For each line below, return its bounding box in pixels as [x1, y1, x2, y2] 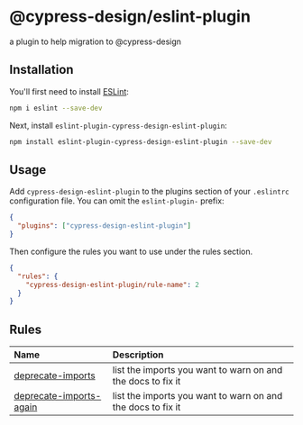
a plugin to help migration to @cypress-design [9, 36, 182, 47]
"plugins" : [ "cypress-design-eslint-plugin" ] [17, 222, 192, 231]
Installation [9, 62, 74, 77]
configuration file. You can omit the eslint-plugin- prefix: [9, 195, 225, 206]
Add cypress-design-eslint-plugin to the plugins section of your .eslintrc [9, 186, 290, 197]
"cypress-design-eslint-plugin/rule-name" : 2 [25, 280, 200, 289]
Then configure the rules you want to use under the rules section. [9, 246, 253, 257]
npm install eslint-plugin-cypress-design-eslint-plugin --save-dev [9, 137, 272, 146]
